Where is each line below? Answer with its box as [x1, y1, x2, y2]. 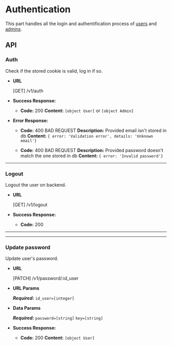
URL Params [12, 285, 39, 291]
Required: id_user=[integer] [12, 295, 75, 301]
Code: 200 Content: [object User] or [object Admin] [20, 107, 134, 114]
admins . [5, 26, 22, 32]
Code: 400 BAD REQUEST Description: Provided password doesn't [20, 147, 164, 153]
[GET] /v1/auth [12, 88, 44, 94]
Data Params [12, 305, 41, 311]
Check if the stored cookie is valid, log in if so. [5, 68, 103, 74]
